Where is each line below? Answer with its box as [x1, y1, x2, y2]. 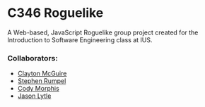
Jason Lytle [17, 92, 52, 100]
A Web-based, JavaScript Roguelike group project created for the [7, 28, 199, 37]
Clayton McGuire [17, 69, 67, 78]
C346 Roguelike [7, 5, 104, 21]
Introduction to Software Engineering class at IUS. [7, 35, 153, 44]
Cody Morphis [17, 84, 60, 93]
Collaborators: [7, 53, 58, 63]
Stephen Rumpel [17, 77, 66, 85]
